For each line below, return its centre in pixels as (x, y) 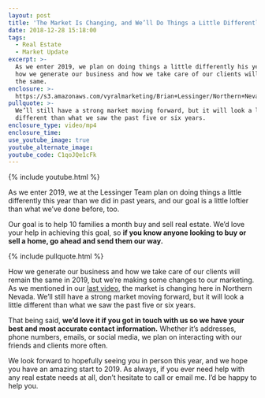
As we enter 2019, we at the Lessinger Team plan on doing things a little (125, 192)
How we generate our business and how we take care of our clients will (124, 272)
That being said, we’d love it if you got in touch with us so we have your (126, 321)
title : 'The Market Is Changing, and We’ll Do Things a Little (114, 23)
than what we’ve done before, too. (64, 209)
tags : (17, 37)
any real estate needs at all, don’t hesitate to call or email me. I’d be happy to (132, 378)
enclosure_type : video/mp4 (52, 125)
